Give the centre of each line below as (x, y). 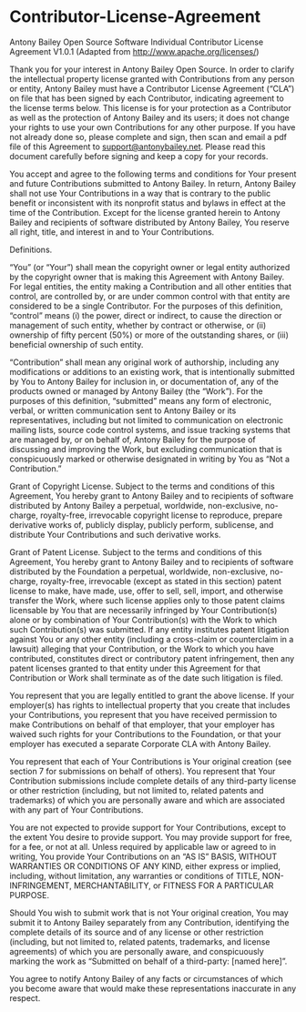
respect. (25, 997)
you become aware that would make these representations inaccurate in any (153, 988)
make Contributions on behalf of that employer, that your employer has (142, 724)
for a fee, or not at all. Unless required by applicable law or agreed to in (143, 846)
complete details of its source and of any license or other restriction (137, 932)
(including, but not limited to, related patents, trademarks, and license (140, 941)
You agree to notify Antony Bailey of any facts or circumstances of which (147, 978)
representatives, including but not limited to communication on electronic (147, 420)
